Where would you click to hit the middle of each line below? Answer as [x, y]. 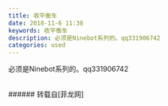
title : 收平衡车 [33, 16]
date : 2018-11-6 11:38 [46, 23]
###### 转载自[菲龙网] [46, 94]
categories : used [37, 45]
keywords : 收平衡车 [38, 30]
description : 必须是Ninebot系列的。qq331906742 [84, 38]
